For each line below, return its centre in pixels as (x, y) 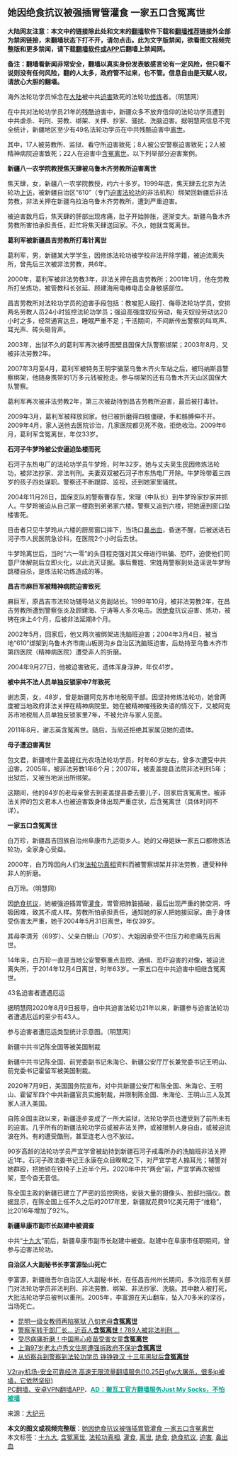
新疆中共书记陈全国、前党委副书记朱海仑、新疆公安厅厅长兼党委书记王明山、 (119, 1062)
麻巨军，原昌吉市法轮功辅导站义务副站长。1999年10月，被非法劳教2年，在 (116, 601)
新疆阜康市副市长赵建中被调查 (51, 1225)
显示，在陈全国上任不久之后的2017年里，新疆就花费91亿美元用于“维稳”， (119, 1201)
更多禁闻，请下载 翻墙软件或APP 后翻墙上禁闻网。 (97, 49)
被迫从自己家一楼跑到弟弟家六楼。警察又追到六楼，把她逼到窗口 (131, 506)
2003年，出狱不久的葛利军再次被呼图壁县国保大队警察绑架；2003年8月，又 (118, 344)
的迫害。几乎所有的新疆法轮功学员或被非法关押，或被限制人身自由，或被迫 (116, 1127)
